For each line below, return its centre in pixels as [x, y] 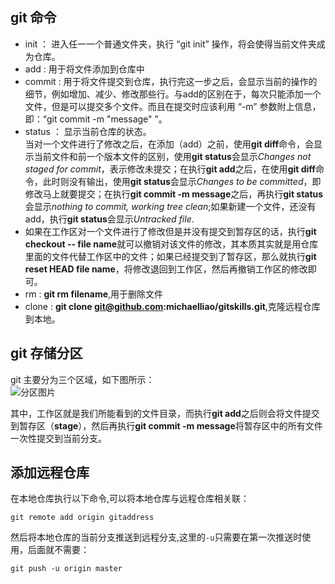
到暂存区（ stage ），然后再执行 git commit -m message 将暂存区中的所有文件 [166, 425]
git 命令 [33, 18]
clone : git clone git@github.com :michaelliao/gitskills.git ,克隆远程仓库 [172, 306]
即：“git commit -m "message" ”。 [96, 119]
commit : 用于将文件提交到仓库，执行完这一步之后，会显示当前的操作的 [171, 81]
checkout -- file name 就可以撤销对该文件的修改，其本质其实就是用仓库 [171, 244]
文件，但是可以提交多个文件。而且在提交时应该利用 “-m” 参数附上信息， [173, 106]
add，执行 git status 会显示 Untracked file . [109, 219]
